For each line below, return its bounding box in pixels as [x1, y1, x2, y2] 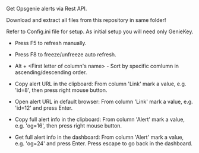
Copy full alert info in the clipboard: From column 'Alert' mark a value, [14, 116, 185, 123]
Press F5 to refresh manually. [14, 40, 87, 46]
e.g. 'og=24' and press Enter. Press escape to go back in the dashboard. [14, 140, 193, 147]
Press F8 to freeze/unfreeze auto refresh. [14, 51, 117, 58]
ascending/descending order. [14, 69, 87, 76]
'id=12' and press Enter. [14, 104, 73, 111]
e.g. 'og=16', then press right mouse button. [14, 122, 122, 129]
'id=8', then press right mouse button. [14, 87, 108, 94]
